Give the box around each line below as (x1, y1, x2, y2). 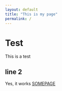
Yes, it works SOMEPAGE (5, 81, 56, 87)
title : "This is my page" (5, 12, 58, 17)
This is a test (5, 53, 31, 59)
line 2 (5, 68, 22, 76)
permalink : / (5, 16, 32, 21)
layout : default (5, 7, 38, 12)
